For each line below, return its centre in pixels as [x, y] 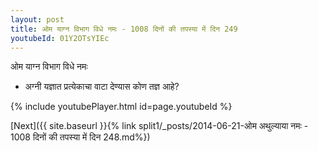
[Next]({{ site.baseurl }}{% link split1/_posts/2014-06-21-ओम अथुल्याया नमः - [159, 126]
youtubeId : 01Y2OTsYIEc [60, 38]
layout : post [37, 19]
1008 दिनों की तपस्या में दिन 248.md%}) [80, 137]
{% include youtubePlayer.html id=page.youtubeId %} [121, 107]
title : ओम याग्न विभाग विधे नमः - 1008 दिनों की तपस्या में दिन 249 [124, 29]
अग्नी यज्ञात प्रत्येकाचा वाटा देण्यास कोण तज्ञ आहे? [102, 87]
